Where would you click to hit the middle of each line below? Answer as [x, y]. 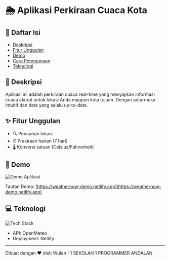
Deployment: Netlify [33, 239]
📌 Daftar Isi [23, 32]
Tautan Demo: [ [21, 187]
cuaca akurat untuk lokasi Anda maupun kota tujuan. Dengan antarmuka [80, 99]
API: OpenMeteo [30, 233]
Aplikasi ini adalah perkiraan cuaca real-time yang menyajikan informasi [80, 94]
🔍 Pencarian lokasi [33, 133]
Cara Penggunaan [31, 61]
